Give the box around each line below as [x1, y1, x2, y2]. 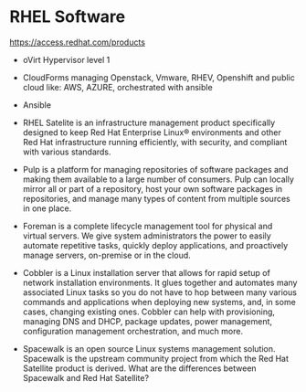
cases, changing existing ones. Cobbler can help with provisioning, [22, 306, 276, 317]
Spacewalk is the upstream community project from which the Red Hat [22, 353, 290, 364]
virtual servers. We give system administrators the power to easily [22, 230, 271, 241]
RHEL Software [9, 6, 126, 27]
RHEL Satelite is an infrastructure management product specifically [22, 117, 276, 128]
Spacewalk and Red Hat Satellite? [22, 372, 149, 383]
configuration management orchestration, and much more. [22, 325, 244, 336]
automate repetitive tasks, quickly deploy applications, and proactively [22, 239, 289, 250]
